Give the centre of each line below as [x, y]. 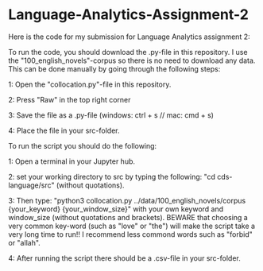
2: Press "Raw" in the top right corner [70, 99]
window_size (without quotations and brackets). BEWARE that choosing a [128, 217]
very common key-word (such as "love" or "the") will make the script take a [132, 226]
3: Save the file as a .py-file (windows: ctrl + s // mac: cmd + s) [111, 115]
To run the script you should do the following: [83, 145]
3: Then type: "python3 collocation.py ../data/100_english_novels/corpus [127, 200]
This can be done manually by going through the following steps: [114, 68]
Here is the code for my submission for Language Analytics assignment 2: [129, 37]
